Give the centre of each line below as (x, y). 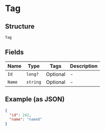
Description (84, 66)
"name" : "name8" (26, 119)
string (34, 82)
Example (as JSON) (35, 99)
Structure (20, 26)
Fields (15, 52)
